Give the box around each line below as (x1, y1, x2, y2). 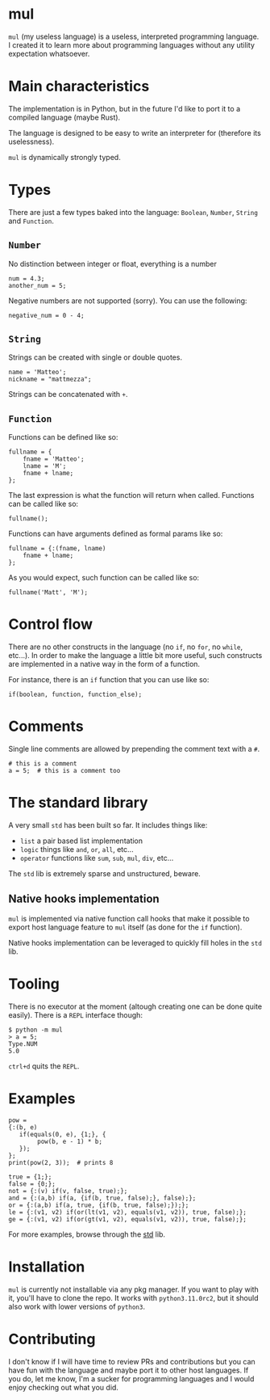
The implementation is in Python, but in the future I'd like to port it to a (8, 103, 240, 113)
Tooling (8, 975, 60, 993)
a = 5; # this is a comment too (8, 767, 121, 775)
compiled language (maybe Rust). (8, 112, 121, 122)
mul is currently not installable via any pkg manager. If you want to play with (8, 1284, 260, 1294)
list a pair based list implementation (19, 836, 143, 845)
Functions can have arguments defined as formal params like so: (8, 529, 223, 538)
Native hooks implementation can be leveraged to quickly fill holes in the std (8, 938, 262, 947)
